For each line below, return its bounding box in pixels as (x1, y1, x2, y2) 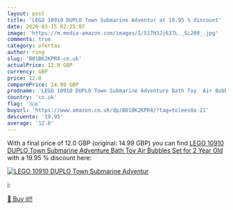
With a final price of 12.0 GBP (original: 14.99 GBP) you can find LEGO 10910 (7, 139, 224, 147)
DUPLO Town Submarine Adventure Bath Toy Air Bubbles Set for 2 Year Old (7, 146, 223, 155)
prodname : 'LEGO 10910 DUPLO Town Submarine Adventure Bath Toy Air (7, 87, 213, 94)
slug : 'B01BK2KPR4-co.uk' (7, 55, 82, 62)
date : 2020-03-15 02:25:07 (7, 23, 85, 30)
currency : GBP (7, 68, 49, 75)
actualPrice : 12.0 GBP (7, 62, 73, 69)
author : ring (7, 49, 45, 56)
